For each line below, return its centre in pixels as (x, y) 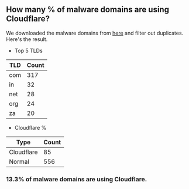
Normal (19, 161)
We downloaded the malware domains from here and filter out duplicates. (95, 33)
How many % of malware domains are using (88, 10)
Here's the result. (27, 39)
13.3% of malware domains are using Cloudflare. (77, 179)
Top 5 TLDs (28, 50)
